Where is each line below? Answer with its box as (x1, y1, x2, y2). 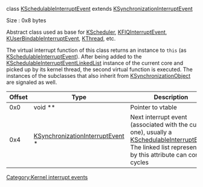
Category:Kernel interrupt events (6, 174, 88, 180)
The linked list (130, 143, 170, 151)
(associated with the (130, 121, 188, 128)
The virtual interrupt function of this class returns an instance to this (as (6, 46, 187, 54)
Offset (9, 93, 28, 101)
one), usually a (130, 128, 172, 136)
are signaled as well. (6, 78, 57, 86)
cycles (130, 158, 149, 166)
